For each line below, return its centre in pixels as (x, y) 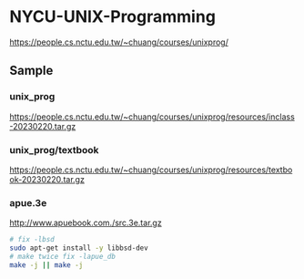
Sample (31, 71)
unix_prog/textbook (54, 150)
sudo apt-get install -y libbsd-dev (79, 248)
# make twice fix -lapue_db (63, 256)
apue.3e (28, 202)
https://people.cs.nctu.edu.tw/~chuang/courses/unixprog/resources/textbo (151, 170)
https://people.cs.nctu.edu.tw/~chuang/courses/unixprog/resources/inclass (152, 117)
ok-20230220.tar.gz (47, 179)
